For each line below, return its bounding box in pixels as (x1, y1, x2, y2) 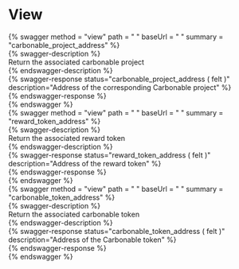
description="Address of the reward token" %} (8, 158, 162, 168)
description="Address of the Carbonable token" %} (8, 235, 177, 244)
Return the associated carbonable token (8, 209, 140, 219)
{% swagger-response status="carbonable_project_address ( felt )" (8, 74, 230, 84)
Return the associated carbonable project (8, 57, 145, 67)
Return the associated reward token (8, 133, 126, 142)
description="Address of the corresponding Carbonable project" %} (8, 82, 232, 92)
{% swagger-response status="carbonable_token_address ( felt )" (8, 226, 225, 236)
